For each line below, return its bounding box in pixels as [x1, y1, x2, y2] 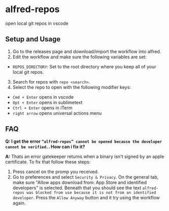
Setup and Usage [5, 35, 61, 44]
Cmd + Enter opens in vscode [12, 94, 74, 100]
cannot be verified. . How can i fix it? [5, 143, 85, 150]
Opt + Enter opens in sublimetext [12, 99, 83, 105]
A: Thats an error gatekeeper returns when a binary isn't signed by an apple [5, 153, 164, 159]
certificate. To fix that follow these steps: [5, 158, 91, 165]
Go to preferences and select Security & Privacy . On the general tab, [12, 174, 159, 180]
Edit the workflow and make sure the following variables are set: [12, 54, 147, 60]
